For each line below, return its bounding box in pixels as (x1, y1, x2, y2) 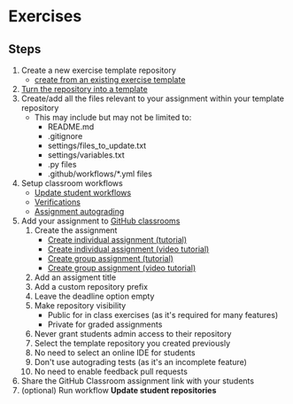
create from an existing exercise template (34, 74, 186, 85)
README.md (47, 121, 95, 132)
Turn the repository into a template (20, 84, 148, 94)
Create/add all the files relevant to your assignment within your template (20, 93, 285, 104)
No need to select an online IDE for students (34, 347, 196, 358)
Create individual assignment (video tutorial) (47, 244, 210, 254)
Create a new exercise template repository (20, 65, 176, 75)
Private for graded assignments (47, 319, 163, 330)
